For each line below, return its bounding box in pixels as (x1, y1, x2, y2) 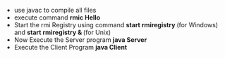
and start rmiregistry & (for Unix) (13, 28, 111, 36)
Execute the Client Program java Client (13, 43, 128, 51)
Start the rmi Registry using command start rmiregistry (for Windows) (13, 21, 219, 29)
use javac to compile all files (13, 6, 97, 14)
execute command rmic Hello (13, 13, 101, 22)
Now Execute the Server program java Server (13, 36, 147, 44)
